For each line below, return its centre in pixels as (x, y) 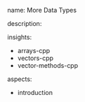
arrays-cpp (34, 51)
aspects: (20, 79)
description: (25, 23)
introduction (35, 93)
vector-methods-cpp (48, 65)
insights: (20, 37)
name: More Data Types (42, 10)
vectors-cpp (35, 58)
